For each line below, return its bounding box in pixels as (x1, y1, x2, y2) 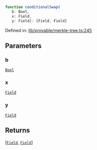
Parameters (5, 41, 42, 50)
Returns (5, 126, 31, 135)
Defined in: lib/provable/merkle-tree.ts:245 (5, 27, 92, 33)
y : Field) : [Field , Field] (11, 18, 67, 23)
